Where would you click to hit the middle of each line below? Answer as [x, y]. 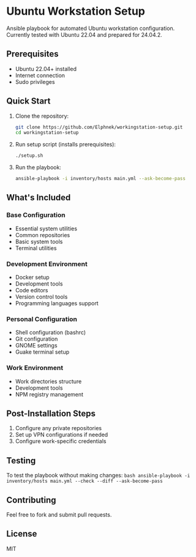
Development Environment [47, 263]
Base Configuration [36, 215]
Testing [21, 460]
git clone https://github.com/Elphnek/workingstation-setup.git [99, 127]
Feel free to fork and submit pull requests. [59, 515]
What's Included [39, 198]
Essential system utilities [46, 229]
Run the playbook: [38, 167]
